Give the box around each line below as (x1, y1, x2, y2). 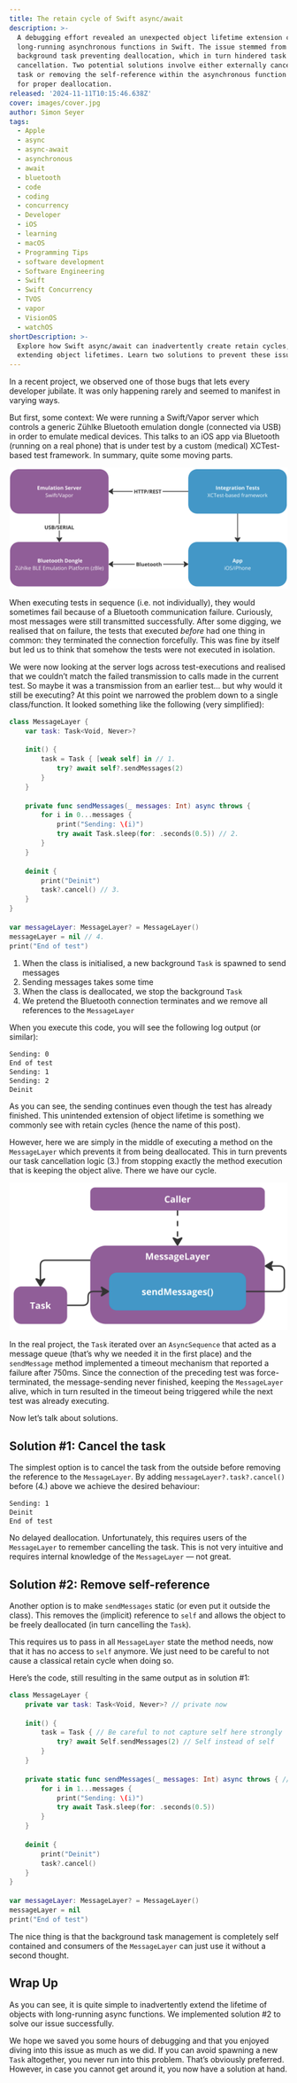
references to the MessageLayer (21, 1004, 135, 1015)
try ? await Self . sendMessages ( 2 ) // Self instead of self (56, 1737, 275, 1746)
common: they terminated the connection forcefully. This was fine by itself (9, 635, 280, 645)
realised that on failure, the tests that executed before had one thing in (9, 625, 265, 636)
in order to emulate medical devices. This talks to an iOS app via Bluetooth (9, 431, 280, 442)
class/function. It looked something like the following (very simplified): (9, 698, 265, 709)
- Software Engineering (17, 267, 104, 276)
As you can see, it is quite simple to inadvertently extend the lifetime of (9, 1999, 268, 2009)
